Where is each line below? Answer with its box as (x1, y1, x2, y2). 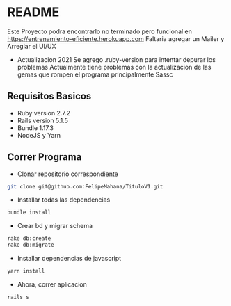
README (7, 4, 60, 20)
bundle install (7, 209, 51, 216)
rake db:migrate (7, 241, 54, 249)
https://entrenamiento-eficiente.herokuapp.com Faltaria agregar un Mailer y (7, 34, 225, 42)
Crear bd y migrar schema (17, 222, 93, 230)
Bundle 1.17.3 (17, 123, 54, 132)
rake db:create (7, 235, 51, 242)
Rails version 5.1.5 (17, 116, 68, 124)
